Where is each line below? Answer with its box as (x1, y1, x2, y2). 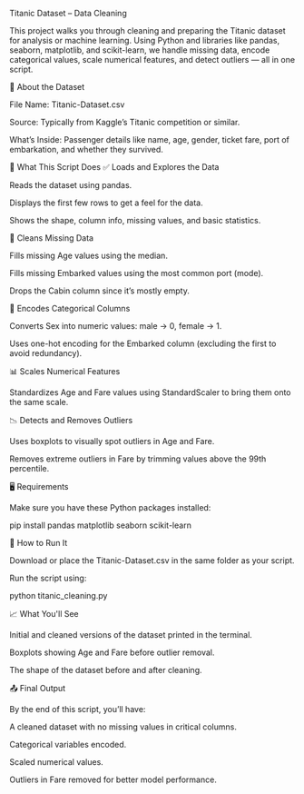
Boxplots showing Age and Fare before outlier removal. (9, 647, 215, 658)
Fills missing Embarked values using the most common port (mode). (9, 268, 264, 278)
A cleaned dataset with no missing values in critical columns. (9, 721, 238, 732)
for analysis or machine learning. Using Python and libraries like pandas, (9, 35, 279, 45)
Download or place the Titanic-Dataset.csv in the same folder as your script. (9, 555, 295, 566)
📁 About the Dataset (9, 82, 85, 92)
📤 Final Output (9, 683, 66, 693)
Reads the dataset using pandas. (9, 180, 132, 190)
